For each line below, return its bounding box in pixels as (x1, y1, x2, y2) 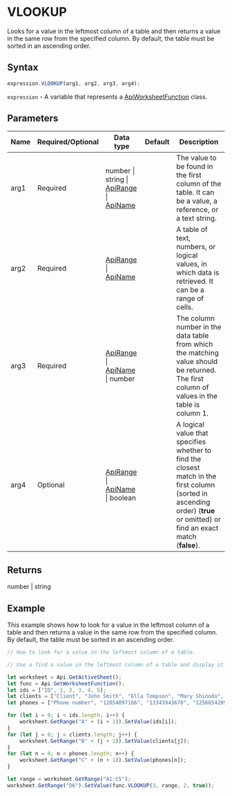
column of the (175, 179, 222, 188)
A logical (175, 420, 205, 429)
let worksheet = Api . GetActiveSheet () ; (7, 674, 122, 681)
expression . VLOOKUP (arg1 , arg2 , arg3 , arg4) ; (7, 80, 140, 87)
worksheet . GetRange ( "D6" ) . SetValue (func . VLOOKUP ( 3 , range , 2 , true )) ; (7, 782, 215, 789)
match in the (175, 472, 217, 481)
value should (175, 357, 218, 367)
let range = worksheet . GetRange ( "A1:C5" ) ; (7, 776, 131, 783)
